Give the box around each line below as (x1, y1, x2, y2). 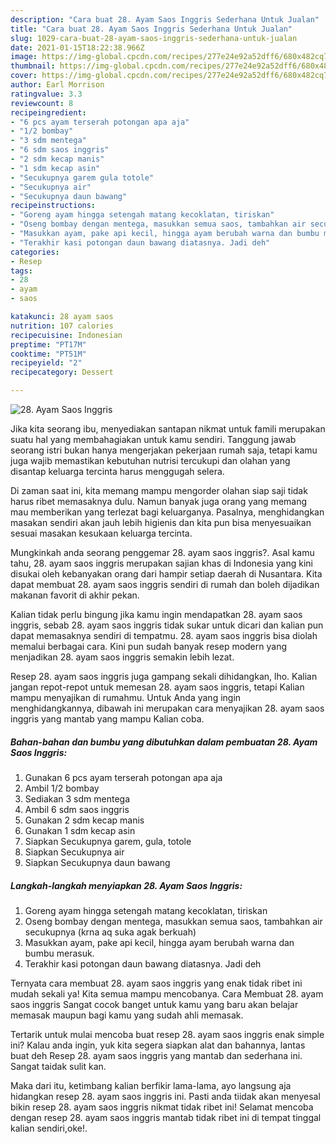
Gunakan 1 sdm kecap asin (24, 824, 136, 836)
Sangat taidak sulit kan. (10, 1060, 107, 1072)
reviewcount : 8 (10, 98, 74, 108)
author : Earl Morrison (10, 80, 105, 90)
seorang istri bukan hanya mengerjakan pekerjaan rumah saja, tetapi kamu (10, 444, 318, 456)
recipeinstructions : (10, 201, 97, 211)
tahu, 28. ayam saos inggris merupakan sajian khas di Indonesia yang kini (10, 557, 313, 569)
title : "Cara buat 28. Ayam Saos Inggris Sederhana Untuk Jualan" (10, 24, 293, 34)
